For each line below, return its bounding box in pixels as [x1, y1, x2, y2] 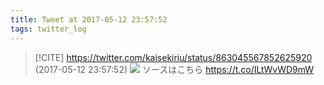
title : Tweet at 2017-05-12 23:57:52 [10, 14, 168, 25]
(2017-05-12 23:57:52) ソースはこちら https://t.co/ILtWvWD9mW [34, 63, 315, 75]
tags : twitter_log [10, 24, 87, 34]
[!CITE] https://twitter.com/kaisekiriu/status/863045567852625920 [34, 51, 313, 63]
